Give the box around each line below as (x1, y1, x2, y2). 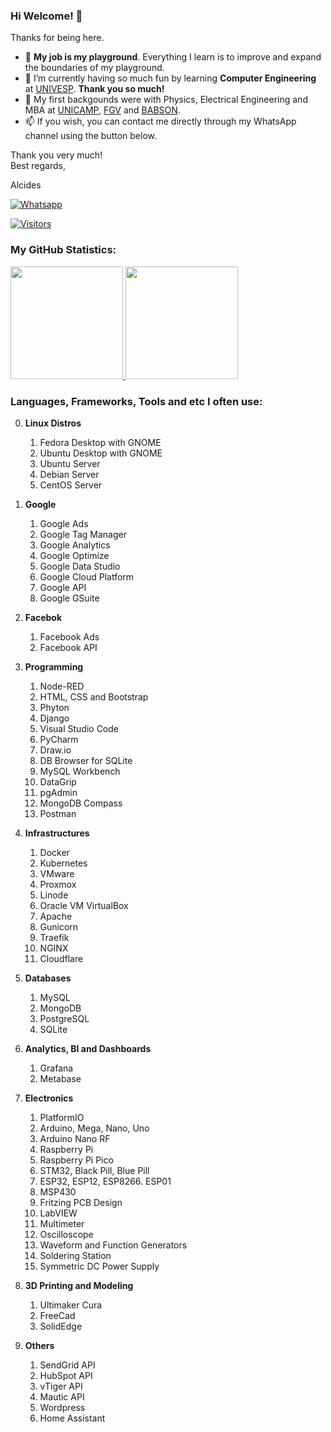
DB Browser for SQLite (39, 754, 133, 766)
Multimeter (39, 1217, 85, 1229)
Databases (24, 972, 72, 984)
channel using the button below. (24, 130, 157, 142)
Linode (39, 889, 69, 901)
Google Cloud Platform (39, 570, 135, 583)
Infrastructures (24, 827, 90, 839)
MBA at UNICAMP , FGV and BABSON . (24, 104, 181, 116)
